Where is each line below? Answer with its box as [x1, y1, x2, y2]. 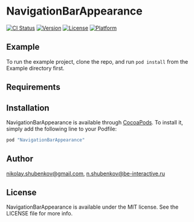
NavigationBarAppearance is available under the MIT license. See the [6, 203, 179, 210]
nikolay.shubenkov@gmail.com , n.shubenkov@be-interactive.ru [6, 170, 165, 177]
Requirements [6, 82, 60, 92]
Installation [6, 103, 50, 113]
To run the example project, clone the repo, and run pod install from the [6, 58, 189, 65]
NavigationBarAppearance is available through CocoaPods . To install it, [6, 118, 183, 126]
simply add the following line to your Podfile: [6, 125, 117, 132]
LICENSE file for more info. [6, 210, 73, 217]
